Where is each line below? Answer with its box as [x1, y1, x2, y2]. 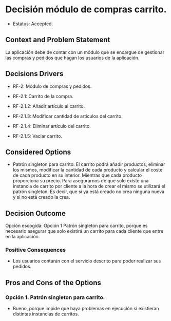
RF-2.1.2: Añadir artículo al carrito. [12, 103, 85, 109]
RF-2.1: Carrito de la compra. [12, 93, 73, 99]
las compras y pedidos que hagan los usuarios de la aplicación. [5, 54, 140, 61]
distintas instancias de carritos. [12, 311, 79, 317]
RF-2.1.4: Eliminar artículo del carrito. [12, 123, 91, 129]
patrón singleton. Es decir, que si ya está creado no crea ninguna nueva [12, 188, 165, 195]
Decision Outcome [5, 209, 66, 218]
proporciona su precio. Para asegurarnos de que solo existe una [12, 178, 149, 184]
